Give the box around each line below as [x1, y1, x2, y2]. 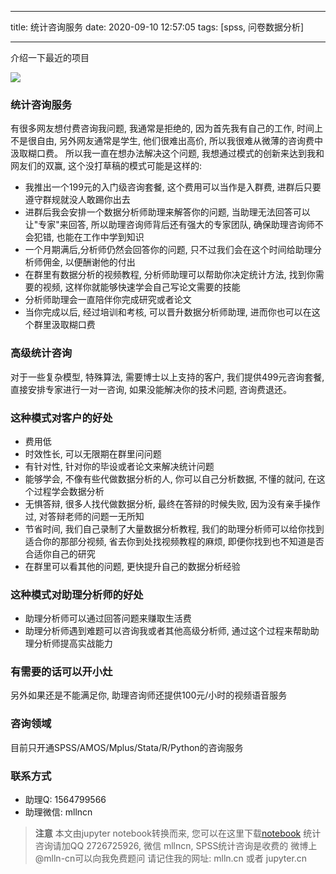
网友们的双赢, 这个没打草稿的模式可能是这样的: [10, 160, 203, 172]
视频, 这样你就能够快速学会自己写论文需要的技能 [42, 281, 241, 293]
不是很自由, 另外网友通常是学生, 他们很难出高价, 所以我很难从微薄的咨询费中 [10, 135, 323, 147]
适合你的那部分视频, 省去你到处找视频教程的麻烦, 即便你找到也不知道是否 [24, 535, 325, 547]
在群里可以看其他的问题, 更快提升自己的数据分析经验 [24, 560, 241, 572]
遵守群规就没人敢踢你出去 [24, 194, 131, 206]
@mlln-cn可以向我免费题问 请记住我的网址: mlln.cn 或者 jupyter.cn [34, 852, 308, 865]
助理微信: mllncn [24, 806, 93, 818]
